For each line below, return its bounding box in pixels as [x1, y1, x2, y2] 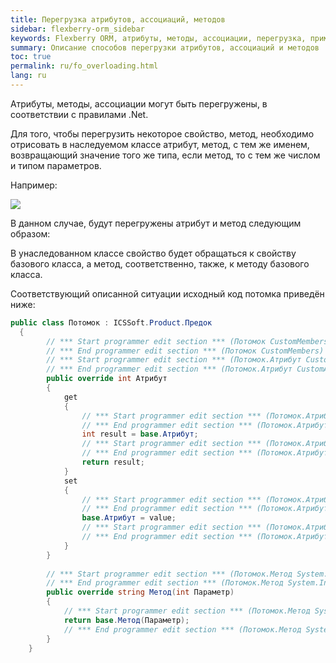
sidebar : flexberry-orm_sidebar [10, 24, 145, 34]
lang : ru [10, 71, 47, 81]
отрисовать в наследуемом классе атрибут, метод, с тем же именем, [10, 138, 310, 150]
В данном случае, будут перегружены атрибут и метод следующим [10, 217, 302, 229]
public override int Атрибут [46, 374, 168, 384]
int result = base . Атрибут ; [81, 429, 199, 440]
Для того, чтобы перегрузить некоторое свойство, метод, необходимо [10, 127, 315, 140]
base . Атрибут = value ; [81, 513, 177, 523]
